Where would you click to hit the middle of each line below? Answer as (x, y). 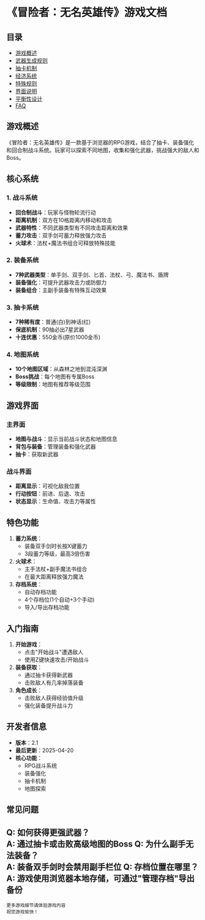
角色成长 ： (29, 690)
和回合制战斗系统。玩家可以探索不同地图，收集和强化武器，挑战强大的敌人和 (103, 150)
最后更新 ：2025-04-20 (44, 750)
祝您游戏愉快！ (22, 912)
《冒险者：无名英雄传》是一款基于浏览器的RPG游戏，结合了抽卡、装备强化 (100, 142)
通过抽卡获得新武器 (49, 675)
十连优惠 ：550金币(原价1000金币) (58, 337)
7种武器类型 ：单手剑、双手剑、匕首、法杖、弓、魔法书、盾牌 (92, 275)
